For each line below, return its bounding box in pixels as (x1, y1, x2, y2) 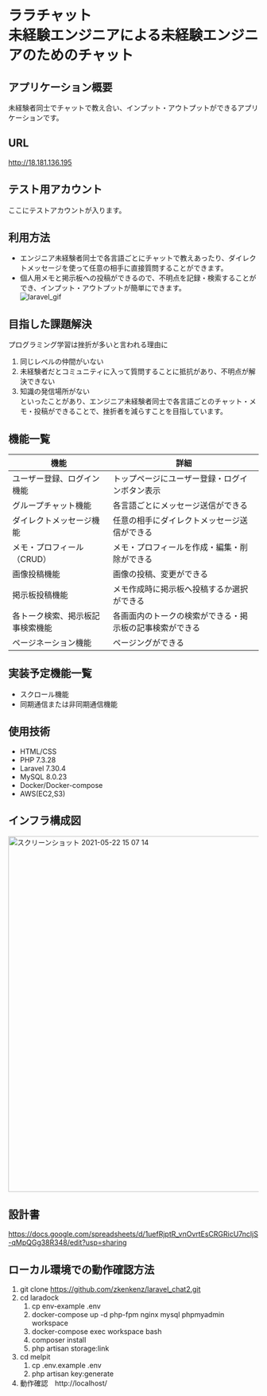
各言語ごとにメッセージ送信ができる (112, 500, 248, 511)
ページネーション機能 (12, 638, 92, 649)
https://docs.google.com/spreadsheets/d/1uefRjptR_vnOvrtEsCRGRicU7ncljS (8, 1230, 258, 1239)
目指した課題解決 (8, 317, 92, 330)
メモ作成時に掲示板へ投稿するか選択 (112, 583, 249, 595)
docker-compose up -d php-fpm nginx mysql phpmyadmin (31, 1310, 225, 1320)
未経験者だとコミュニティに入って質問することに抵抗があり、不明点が (19, 367, 249, 376)
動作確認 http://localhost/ (19, 1378, 107, 1388)
